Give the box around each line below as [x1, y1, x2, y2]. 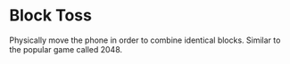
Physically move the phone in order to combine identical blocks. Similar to [9, 35, 281, 45]
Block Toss [9, 5, 92, 26]
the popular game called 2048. [9, 44, 123, 54]
